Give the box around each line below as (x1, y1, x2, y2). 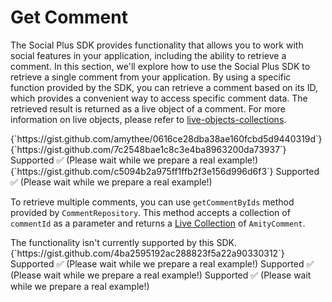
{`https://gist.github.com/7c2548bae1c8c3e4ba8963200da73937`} (10, 143, 287, 155)
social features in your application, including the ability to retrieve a (10, 49, 287, 61)
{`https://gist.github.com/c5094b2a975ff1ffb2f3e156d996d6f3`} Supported (10, 165, 320, 177)
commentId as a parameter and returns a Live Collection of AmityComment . (10, 217, 306, 229)
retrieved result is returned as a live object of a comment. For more (10, 102, 286, 115)
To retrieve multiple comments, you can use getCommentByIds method (10, 196, 295, 208)
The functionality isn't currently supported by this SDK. (10, 236, 237, 248)
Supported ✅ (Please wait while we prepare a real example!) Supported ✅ (10, 257, 315, 270)
